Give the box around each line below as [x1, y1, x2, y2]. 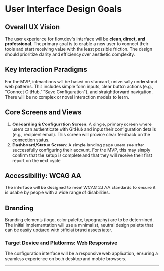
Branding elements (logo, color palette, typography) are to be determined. [5, 217, 154, 223]
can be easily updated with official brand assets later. [5, 227, 112, 233]
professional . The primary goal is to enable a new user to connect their [5, 41, 149, 47]
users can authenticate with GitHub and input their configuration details [12, 126, 156, 132]
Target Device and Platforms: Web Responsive [5, 239, 118, 246]
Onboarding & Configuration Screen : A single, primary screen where [12, 121, 152, 127]
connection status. [12, 137, 50, 143]
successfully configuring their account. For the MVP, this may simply [12, 147, 151, 153]
